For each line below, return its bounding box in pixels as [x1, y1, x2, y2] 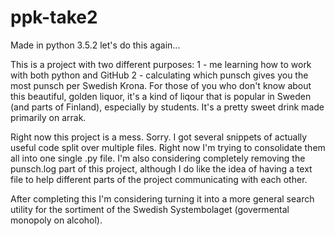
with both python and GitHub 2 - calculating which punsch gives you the [10, 69, 309, 81]
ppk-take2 [10, 6, 98, 29]
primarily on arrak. [10, 111, 87, 123]
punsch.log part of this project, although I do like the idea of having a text [10, 162, 313, 175]
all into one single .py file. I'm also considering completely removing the [10, 152, 306, 164]
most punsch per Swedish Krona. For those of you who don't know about [10, 79, 312, 91]
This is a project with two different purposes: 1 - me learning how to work [10, 58, 312, 70]
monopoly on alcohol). [10, 214, 103, 226]
